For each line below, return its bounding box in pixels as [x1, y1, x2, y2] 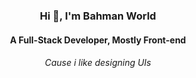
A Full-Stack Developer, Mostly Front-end [9, 34, 187, 46]
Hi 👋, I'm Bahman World [39, 9, 157, 23]
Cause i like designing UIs [44, 57, 152, 69]
